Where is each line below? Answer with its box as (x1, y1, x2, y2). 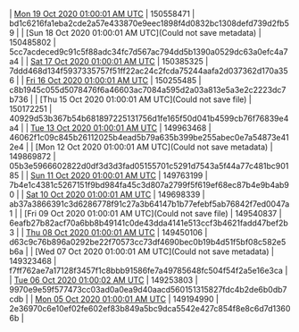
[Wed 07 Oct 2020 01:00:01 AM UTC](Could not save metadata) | (35, 246, 275, 257)
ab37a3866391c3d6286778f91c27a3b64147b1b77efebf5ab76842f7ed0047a (9, 199, 290, 209)
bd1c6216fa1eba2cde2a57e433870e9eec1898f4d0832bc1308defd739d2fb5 (9, 18, 290, 29)
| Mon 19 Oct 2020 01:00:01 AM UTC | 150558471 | (9, 9, 195, 19)
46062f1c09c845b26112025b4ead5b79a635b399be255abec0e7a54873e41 (9, 132, 289, 142)
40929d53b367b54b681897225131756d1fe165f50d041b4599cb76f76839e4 (9, 113, 289, 123)
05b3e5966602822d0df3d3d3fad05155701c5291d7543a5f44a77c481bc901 (9, 161, 289, 171)
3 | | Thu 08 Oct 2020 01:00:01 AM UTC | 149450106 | (9, 227, 208, 237)
